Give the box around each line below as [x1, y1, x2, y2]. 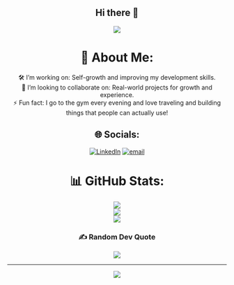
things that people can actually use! [65, 108, 169, 117]
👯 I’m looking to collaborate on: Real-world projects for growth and [22, 83, 212, 92]
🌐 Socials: [94, 129, 140, 140]
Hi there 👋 [95, 7, 139, 19]
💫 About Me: [80, 50, 154, 65]
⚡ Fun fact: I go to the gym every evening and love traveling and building [13, 98, 221, 107]
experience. [100, 90, 134, 98]
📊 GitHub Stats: [69, 173, 165, 189]
